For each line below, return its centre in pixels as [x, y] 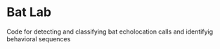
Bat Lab [29, 12]
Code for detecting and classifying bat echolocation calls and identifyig [110, 31]
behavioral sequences [39, 38]
